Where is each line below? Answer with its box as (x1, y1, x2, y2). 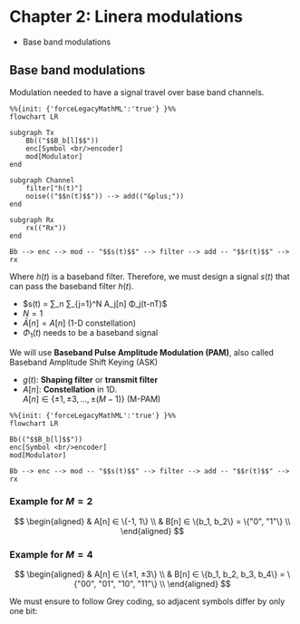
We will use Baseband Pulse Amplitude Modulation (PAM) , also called (9, 346, 275, 357)
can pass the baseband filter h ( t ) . (9, 280, 134, 291)
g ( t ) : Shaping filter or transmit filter (22, 374, 159, 385)
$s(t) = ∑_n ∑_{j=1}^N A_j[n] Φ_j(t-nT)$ (22, 297, 168, 309)
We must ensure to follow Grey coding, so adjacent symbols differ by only (9, 596, 285, 607)
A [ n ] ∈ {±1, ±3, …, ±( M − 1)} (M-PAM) (22, 393, 161, 405)
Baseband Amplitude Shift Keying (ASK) (9, 356, 159, 367)
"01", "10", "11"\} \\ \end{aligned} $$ (98, 579, 231, 590)
